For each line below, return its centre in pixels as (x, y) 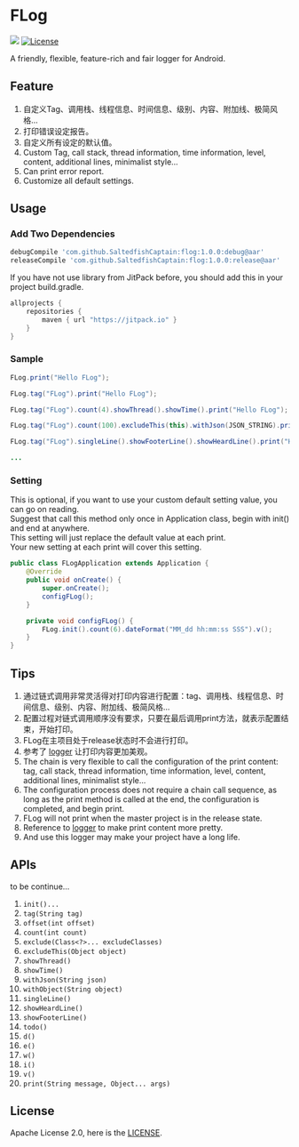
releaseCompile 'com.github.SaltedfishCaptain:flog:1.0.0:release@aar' (145, 261)
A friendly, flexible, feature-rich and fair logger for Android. (118, 58)
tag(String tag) (53, 914)
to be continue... (40, 886)
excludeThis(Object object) (75, 951)
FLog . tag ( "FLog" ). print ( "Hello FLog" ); (84, 393)
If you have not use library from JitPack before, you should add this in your (146, 277)
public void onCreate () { (74, 580)
